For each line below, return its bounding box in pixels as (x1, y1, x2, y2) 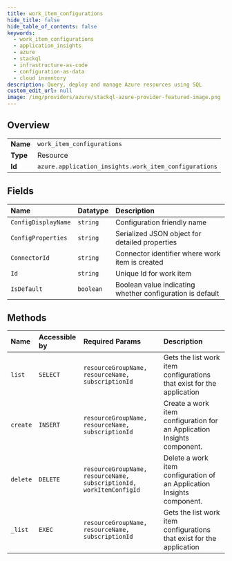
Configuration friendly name (115, 217, 207, 227)
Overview (7, 119, 50, 132)
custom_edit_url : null (7, 87, 72, 94)
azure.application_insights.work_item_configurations (37, 162, 218, 170)
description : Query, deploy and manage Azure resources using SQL (7, 81, 202, 88)
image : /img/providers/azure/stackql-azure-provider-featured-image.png (7, 94, 221, 101)
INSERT (39, 421, 61, 429)
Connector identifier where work (115, 249, 221, 258)
